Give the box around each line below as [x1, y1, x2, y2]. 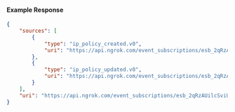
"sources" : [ [19, 28, 58, 35]
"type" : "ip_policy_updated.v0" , [43, 66, 142, 73]
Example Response [6, 6, 64, 14]
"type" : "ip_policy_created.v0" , [43, 40, 142, 47]
